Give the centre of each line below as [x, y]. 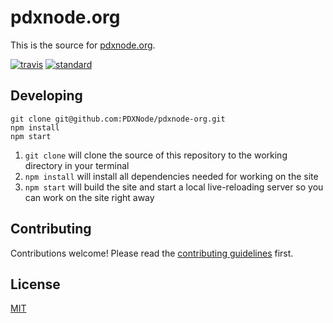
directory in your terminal [77, 165]
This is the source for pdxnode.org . [83, 45]
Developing [46, 96]
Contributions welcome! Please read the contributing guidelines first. [152, 253]
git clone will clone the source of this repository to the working [156, 155]
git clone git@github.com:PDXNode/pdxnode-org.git [118, 119]
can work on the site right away [89, 197]
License [35, 284]
